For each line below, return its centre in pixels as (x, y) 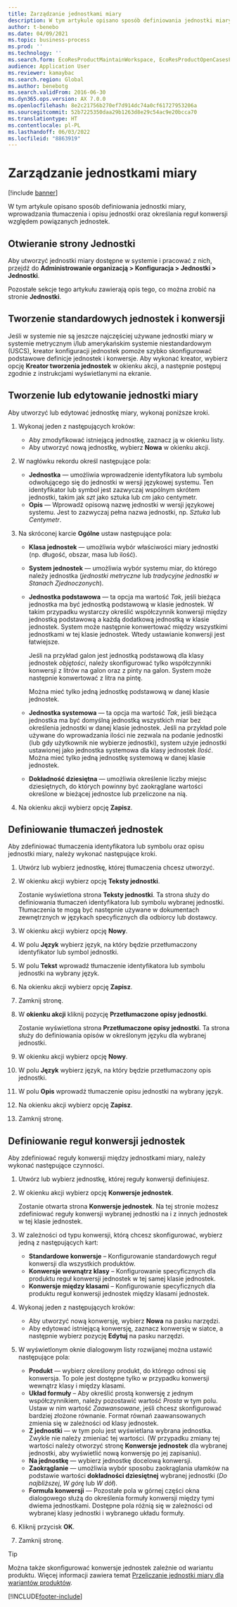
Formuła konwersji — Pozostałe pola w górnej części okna (114, 1491)
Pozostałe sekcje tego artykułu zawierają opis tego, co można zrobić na (112, 289)
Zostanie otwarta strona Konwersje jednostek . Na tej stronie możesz (118, 1206)
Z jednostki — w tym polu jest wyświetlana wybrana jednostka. (121, 1431)
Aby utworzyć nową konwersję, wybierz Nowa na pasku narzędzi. (124, 1321)
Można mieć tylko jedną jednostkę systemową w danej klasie (117, 757)
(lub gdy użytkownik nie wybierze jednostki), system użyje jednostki (128, 743)
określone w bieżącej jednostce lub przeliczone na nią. (108, 793)
